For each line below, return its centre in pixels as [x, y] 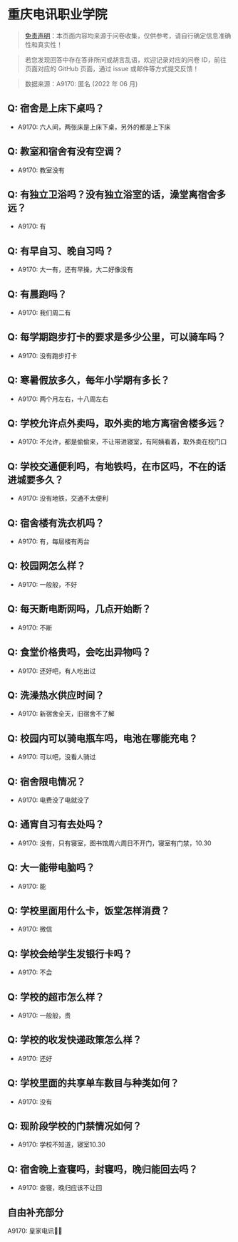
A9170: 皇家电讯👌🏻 [35, 1231]
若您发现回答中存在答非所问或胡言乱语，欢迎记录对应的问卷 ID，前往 [125, 59]
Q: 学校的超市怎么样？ [56, 997]
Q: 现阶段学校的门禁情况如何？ [75, 1126]
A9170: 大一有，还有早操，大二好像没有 [76, 270]
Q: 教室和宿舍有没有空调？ [65, 151]
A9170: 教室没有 [41, 170]
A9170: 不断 [35, 627]
